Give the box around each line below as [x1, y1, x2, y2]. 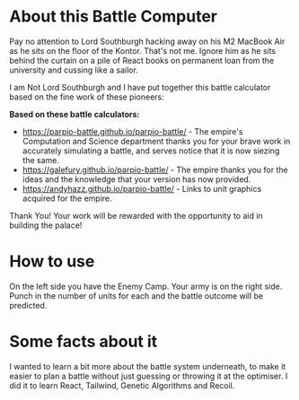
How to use [9, 251, 95, 272]
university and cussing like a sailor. [9, 65, 139, 75]
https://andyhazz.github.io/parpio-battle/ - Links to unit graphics [22, 183, 262, 194]
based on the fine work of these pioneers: [9, 91, 164, 102]
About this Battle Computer [9, 6, 218, 27]
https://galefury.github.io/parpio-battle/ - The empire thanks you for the [22, 164, 289, 175]
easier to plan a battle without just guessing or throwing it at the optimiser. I [9, 370, 288, 381]
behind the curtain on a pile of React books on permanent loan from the [9, 55, 275, 65]
